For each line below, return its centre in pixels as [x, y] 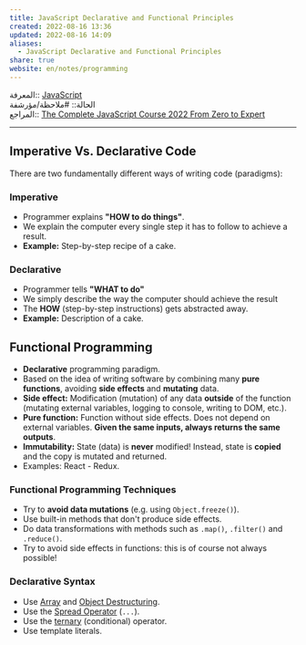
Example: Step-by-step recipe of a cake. [99, 245]
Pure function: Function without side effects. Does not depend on [146, 418]
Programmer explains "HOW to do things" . [103, 216]
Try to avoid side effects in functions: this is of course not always [144, 548]
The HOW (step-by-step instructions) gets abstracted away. [135, 309]
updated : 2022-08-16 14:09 [61, 35]
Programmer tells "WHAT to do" [83, 289]
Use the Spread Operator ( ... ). [81, 611]
